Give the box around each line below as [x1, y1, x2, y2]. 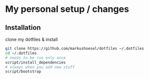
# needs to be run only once [5, 55, 66, 60]
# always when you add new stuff [5, 65, 75, 70]
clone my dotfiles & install [5, 36, 58, 42]
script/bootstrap [5, 69, 41, 74]
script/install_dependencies [5, 60, 66, 65]
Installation [5, 23, 41, 32]
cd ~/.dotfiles [5, 51, 37, 56]
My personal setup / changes [5, 3, 129, 15]
